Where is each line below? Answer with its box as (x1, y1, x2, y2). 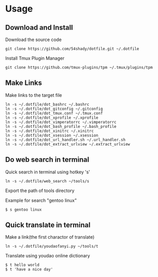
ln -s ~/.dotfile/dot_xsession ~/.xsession (5, 132, 99, 138)
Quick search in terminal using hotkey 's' (5, 169, 90, 175)
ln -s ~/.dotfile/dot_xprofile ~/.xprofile (5, 115, 99, 120)
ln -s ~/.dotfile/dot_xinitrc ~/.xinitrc (5, 128, 94, 133)
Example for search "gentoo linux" (5, 197, 77, 203)
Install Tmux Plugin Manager (5, 55, 65, 61)
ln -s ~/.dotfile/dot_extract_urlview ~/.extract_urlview (5, 142, 130, 147)
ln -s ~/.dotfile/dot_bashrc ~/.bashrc (5, 102, 90, 107)
